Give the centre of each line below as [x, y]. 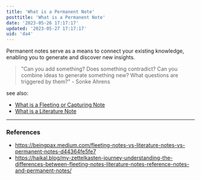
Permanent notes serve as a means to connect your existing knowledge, [95, 51]
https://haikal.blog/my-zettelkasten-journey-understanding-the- [94, 158]
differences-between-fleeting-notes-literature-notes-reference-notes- [102, 164]
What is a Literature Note [45, 111]
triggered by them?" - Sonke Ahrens [66, 82]
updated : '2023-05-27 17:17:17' [46, 28]
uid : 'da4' [20, 34]
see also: [17, 93]
